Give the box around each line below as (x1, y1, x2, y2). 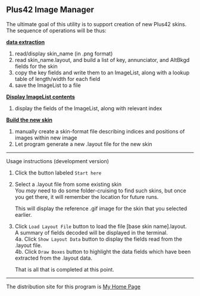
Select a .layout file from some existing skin (14, 180, 122, 188)
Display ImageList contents (6, 93, 76, 100)
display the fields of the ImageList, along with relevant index (14, 104, 162, 112)
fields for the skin (14, 63, 58, 70)
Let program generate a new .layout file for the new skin (14, 140, 153, 148)
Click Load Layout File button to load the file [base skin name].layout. (14, 223, 187, 230)
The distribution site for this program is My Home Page (6, 283, 141, 290)
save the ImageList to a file (14, 82, 82, 89)
